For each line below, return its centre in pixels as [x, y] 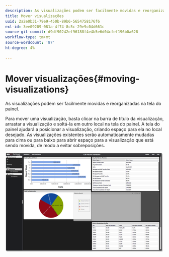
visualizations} [37, 89]
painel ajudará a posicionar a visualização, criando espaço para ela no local [83, 129]
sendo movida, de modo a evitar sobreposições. [55, 145]
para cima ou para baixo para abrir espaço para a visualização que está [79, 140]
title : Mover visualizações [35, 16]
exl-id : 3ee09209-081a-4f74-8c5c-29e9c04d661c [55, 27]
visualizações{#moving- [87, 79]
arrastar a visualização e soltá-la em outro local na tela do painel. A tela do [82, 124]
